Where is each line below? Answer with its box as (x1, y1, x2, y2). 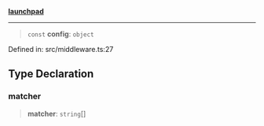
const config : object (27, 29, 94, 39)
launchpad (8, 7, 45, 16)
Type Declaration (8, 67, 94, 81)
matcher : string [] (27, 109, 86, 118)
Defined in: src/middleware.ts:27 (8, 45, 114, 54)
